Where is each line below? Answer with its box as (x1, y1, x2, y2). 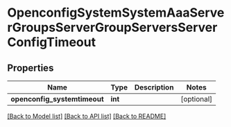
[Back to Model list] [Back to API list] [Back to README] (7, 112, 166, 120)
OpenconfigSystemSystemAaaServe (7, 5, 225, 21)
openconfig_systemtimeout (10, 94, 104, 103)
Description (134, 83, 174, 92)
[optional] (180, 94, 213, 103)
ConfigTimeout (7, 35, 96, 50)
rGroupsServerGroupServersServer (7, 19, 218, 35)
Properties (7, 62, 54, 74)
